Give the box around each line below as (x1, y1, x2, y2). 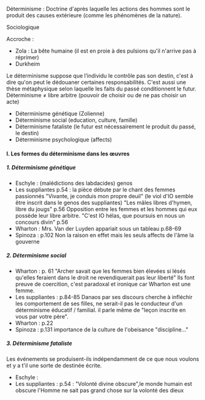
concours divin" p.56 (15, 218, 69, 226)
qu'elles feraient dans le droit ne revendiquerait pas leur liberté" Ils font (15, 273, 195, 281)
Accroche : (6, 35, 34, 42)
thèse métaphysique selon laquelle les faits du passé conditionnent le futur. (6, 85, 197, 92)
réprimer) (15, 54, 40, 61)
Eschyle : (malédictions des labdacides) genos (15, 179, 133, 187)
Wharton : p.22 (15, 319, 53, 327)
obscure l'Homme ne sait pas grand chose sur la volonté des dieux (15, 387, 184, 394)
